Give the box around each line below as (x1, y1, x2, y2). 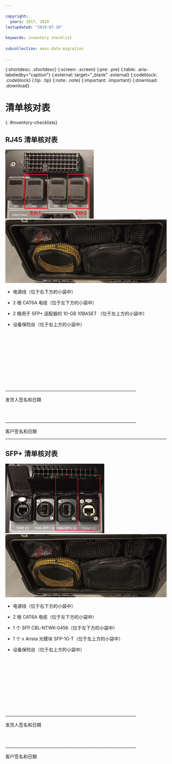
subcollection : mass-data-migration (5, 46, 83, 51)
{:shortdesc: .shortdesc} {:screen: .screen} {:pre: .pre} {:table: (5, 66, 136, 72)
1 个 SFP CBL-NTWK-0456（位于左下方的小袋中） (12, 625, 118, 631)
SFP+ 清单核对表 (5, 450, 58, 458)
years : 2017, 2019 (10, 19, 50, 24)
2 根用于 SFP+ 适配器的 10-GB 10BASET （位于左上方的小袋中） (12, 310, 147, 316)
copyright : (5, 13, 29, 19)
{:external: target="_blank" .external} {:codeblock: (51, 72, 158, 78)
